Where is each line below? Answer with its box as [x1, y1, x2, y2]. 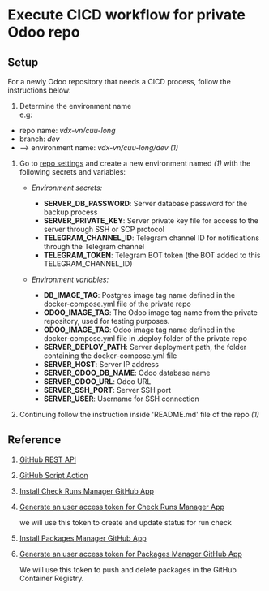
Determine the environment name [19, 101, 132, 110]
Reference [7, 433, 62, 447]
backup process [43, 207, 98, 217]
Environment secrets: [31, 183, 103, 192]
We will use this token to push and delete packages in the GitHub [19, 564, 237, 574]
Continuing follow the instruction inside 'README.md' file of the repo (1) [19, 410, 260, 419]
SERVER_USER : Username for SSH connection [43, 394, 199, 403]
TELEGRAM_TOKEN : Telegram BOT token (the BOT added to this [43, 250, 261, 260]
